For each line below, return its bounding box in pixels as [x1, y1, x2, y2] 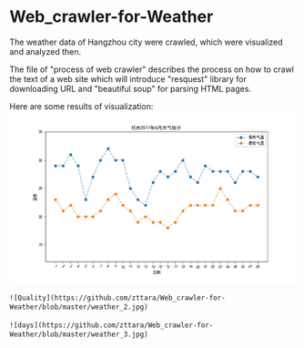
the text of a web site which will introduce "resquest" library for [9, 73, 248, 84]
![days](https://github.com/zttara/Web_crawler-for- [9, 321, 214, 330]
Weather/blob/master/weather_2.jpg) [9, 302, 148, 312]
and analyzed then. [9, 46, 82, 56]
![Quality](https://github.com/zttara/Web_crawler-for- [9, 293, 226, 302]
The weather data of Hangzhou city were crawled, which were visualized [9, 36, 284, 47]
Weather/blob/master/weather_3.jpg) [9, 330, 148, 339]
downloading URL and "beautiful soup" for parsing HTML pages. [9, 83, 252, 94]
